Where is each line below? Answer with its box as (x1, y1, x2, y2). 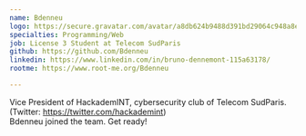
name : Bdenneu (9, 13, 64, 23)
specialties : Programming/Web (9, 30, 125, 39)
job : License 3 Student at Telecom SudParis (9, 38, 181, 48)
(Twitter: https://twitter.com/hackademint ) (9, 106, 167, 117)
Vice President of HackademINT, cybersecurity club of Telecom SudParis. (9, 96, 287, 107)
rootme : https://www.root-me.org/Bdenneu (9, 64, 169, 73)
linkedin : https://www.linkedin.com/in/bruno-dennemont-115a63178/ (9, 55, 271, 64)
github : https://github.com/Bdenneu (9, 47, 148, 56)
